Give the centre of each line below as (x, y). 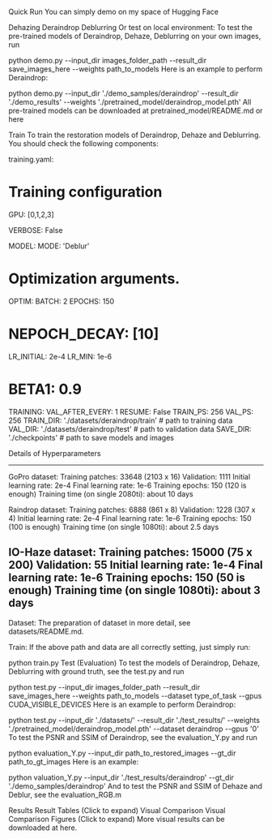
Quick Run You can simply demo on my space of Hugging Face (113, 12)
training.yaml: (31, 159)
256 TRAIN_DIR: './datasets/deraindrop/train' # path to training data (121, 420)
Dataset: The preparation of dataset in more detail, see (100, 622)
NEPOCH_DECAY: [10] (84, 334)
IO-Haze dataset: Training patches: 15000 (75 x (130, 552)
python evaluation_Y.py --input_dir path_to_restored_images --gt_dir (122, 753)
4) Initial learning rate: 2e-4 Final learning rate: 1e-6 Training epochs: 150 (130, 518)
